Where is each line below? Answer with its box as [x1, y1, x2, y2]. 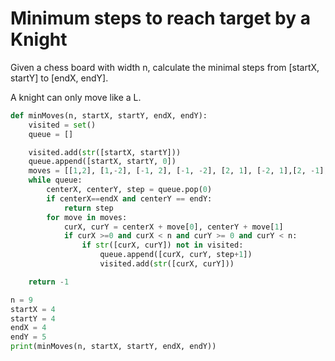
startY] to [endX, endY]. [10, 72, 109, 84]
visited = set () [28, 120, 97, 130]
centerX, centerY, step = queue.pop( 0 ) [46, 185, 213, 195]
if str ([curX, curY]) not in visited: [81, 240, 244, 251]
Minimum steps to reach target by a [10, 7, 311, 30]
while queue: [28, 175, 83, 186]
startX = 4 [10, 304, 56, 314]
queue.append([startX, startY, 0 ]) [28, 157, 177, 167]
